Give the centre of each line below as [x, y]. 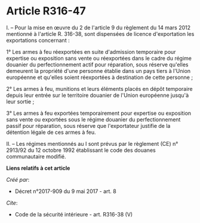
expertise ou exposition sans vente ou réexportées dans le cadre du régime [99, 58]
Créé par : [18, 179]
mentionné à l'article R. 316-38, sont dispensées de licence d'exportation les [100, 33]
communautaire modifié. [36, 156]
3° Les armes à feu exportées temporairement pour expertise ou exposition [99, 113]
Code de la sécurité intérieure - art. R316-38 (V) [74, 214]
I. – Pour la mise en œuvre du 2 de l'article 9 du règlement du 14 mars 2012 [99, 28]
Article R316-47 [46, 11]
